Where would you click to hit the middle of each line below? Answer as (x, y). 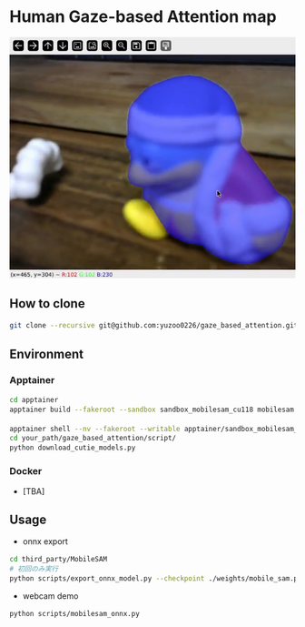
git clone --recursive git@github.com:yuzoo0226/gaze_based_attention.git (154, 326)
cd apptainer (34, 399)
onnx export (45, 541)
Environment (47, 354)
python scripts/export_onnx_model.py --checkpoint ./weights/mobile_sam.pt (156, 579)
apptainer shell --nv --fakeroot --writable (95, 429)
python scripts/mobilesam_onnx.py (75, 613)
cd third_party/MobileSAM (58, 560)
